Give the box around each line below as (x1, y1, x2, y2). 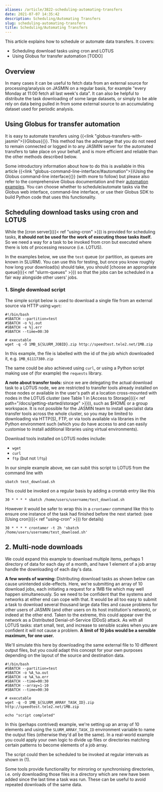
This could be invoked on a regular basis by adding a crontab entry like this (5, 487, 155, 494)
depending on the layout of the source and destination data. (5, 652, 125, 658)
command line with (5, 470, 43, 476)
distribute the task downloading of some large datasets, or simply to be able (5, 95, 157, 101)
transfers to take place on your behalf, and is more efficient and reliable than (5, 148, 158, 154)
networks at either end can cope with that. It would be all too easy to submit (5, 596, 157, 602)
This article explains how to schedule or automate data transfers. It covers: (5, 38, 155, 44)
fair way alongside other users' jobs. (5, 274, 78, 280)
